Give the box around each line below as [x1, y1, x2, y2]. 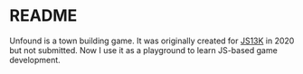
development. [9, 54, 61, 65]
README [9, 5, 78, 26]
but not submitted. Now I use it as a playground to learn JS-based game [9, 44, 278, 55]
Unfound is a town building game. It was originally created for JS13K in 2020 [9, 35, 295, 46]
